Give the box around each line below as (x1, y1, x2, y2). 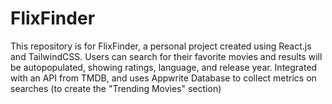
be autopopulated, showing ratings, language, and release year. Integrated (10, 61, 318, 73)
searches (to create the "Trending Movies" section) (10, 82, 222, 94)
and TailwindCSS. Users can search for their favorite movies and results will (10, 50, 323, 62)
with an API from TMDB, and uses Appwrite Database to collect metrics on (10, 72, 317, 84)
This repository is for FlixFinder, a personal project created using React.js (10, 40, 312, 52)
